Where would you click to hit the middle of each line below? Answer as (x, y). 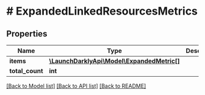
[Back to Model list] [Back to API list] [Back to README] (76, 86)
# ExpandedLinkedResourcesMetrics (102, 11)
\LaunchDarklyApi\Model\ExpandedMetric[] (114, 61)
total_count (26, 71)
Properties (27, 34)
